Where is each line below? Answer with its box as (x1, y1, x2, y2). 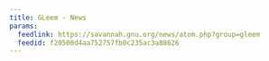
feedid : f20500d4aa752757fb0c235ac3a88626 (17, 38, 180, 48)
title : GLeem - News (9, 13, 88, 22)
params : (9, 22, 39, 30)
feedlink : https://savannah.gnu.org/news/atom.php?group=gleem (17, 30, 260, 39)
